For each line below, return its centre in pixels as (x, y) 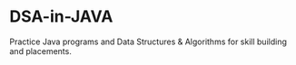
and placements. (41, 51)
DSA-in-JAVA (61, 17)
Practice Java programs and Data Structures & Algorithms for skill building (148, 42)
